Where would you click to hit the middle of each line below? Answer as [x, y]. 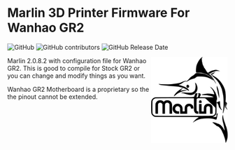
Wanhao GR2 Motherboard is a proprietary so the [78, 89]
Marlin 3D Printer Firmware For [99, 13]
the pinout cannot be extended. [52, 97]
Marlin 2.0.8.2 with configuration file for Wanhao [77, 60]
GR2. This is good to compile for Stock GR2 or [73, 68]
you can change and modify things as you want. [76, 76]
